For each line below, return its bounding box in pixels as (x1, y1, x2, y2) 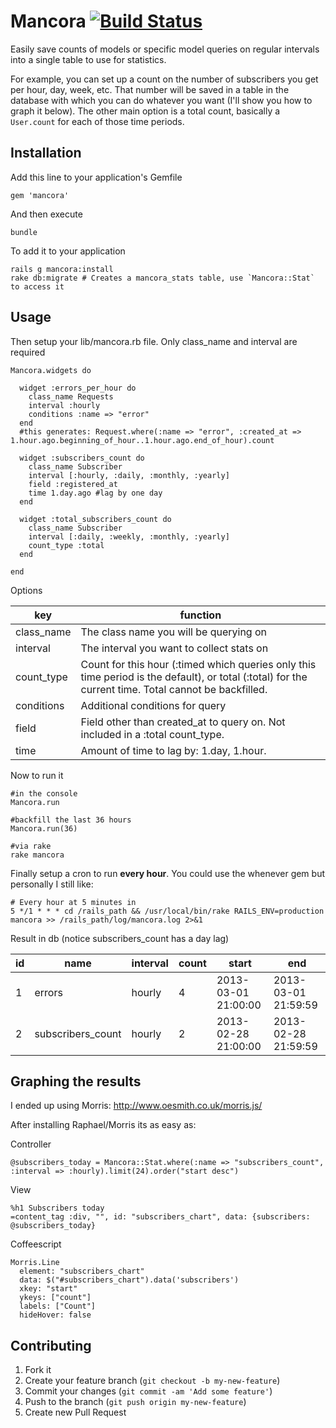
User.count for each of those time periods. (10, 115, 185, 127)
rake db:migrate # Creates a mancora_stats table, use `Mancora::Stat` (10, 273, 315, 283)
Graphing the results (10, 1073, 142, 1090)
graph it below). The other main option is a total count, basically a (10, 105, 281, 117)
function (179, 608, 222, 622)
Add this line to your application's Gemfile (10, 171, 183, 183)
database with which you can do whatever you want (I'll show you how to (10, 94, 313, 106)
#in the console (10, 788, 78, 799)
